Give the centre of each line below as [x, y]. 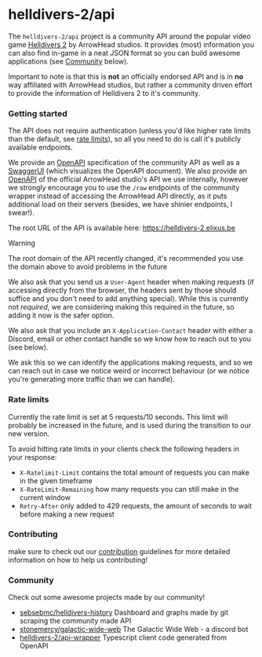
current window [45, 497]
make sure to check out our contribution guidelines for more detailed [119, 551]
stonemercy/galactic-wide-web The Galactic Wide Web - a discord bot [134, 629]
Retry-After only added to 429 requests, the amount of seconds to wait [136, 505]
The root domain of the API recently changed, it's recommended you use [126, 259]
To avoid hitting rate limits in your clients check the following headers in [124, 449]
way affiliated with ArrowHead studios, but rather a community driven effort [130, 85]
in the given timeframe [56, 480]
